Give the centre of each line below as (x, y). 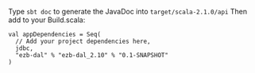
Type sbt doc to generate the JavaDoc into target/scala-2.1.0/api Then (128, 12)
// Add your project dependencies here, (83, 41)
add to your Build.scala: (47, 20)
